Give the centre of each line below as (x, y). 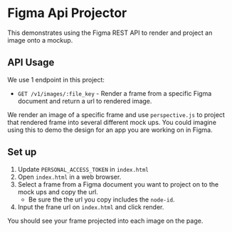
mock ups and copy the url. (58, 192)
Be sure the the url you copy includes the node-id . (101, 199)
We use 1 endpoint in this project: (56, 79)
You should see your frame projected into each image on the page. (105, 221)
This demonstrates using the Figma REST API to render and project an (110, 33)
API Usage (31, 63)
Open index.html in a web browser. (69, 177)
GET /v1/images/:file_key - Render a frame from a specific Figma (115, 93)
